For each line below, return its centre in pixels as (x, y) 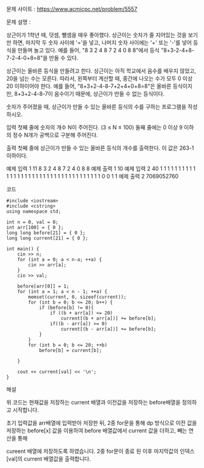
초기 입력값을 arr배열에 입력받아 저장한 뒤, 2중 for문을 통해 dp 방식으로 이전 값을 (102, 423)
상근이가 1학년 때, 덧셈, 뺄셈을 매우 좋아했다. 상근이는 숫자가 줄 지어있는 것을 (97, 35)
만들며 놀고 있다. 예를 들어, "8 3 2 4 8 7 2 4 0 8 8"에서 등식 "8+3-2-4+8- (106, 50)
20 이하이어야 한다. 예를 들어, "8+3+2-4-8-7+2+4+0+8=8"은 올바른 (89, 86)
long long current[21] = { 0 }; (47, 238)
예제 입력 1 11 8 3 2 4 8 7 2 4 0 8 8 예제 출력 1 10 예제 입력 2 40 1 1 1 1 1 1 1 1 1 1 (101, 169)
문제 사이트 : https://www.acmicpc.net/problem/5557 (72, 9)
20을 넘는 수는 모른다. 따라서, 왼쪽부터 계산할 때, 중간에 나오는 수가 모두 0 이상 (100, 79)
